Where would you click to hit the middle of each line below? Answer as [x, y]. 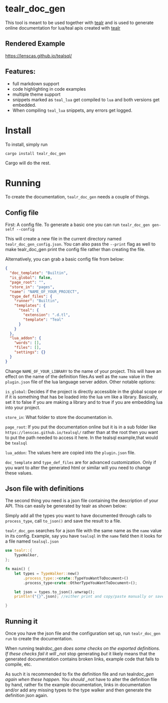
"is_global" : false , [31, 278]
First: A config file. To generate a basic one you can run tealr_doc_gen [77, 225]
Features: [20, 71]
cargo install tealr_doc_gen [35, 153]
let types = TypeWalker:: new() [47, 573]
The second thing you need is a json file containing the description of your [82, 501]
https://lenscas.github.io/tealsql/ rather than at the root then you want [82, 432]
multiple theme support [36, 94]
